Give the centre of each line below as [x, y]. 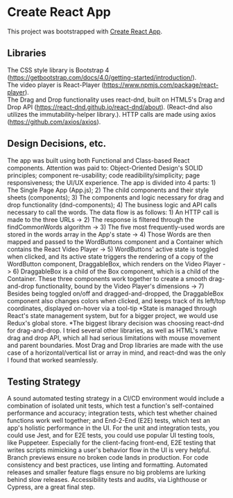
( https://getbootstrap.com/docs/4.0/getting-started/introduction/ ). [102, 77]
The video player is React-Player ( [55, 85]
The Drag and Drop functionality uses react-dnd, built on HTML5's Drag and [116, 99]
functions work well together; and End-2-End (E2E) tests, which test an [109, 421]
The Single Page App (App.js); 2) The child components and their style [108, 190]
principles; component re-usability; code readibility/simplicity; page [104, 175]
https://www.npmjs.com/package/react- [161, 85]
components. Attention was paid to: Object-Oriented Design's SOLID [105, 168]
